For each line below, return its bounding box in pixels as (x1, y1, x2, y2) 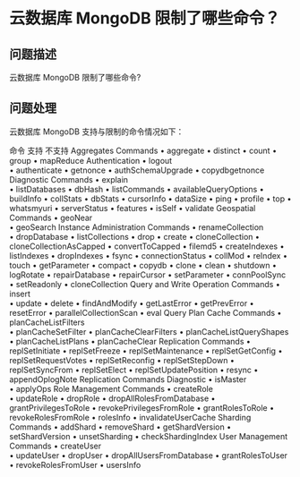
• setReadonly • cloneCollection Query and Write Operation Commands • (9, 278, 280, 289)
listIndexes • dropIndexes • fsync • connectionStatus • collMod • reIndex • (9, 250, 288, 260)
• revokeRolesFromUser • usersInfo (9, 459, 141, 470)
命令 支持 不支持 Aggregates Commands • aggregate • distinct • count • (9, 145, 278, 156)
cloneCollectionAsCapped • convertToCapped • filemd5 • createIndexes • (9, 241, 285, 251)
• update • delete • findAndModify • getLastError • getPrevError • (9, 297, 254, 309)
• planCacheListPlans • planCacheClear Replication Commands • (9, 336, 251, 346)
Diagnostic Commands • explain (9, 174, 128, 184)
